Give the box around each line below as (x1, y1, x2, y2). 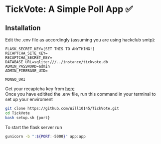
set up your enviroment (5, 96, 53, 102)
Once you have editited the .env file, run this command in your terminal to (5, 91, 156, 97)
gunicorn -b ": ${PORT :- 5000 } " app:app (5, 134, 86, 139)
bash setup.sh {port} (5, 115, 50, 120)
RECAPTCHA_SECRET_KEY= (5, 55, 52, 60)
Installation (5, 23, 41, 32)
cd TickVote (5, 111, 30, 116)
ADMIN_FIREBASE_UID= (5, 68, 48, 73)
